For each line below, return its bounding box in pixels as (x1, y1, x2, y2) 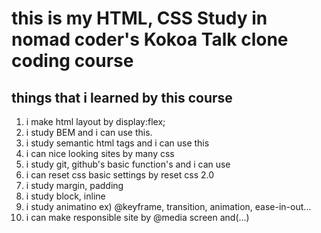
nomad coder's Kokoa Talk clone (11, 28, 289, 51)
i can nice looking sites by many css (25, 148, 175, 159)
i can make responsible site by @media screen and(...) (25, 212, 250, 223)
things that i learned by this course (11, 89, 233, 106)
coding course (11, 50, 134, 72)
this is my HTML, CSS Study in (11, 7, 268, 30)
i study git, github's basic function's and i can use (25, 158, 231, 170)
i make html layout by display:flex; (25, 116, 166, 127)
